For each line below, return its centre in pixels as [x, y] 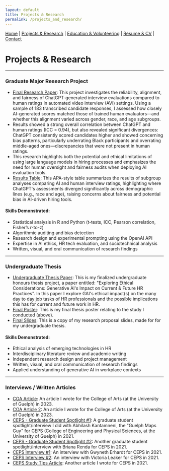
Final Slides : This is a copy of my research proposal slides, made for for [87, 320]
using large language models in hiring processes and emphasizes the [84, 162]
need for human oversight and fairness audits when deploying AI [79, 167]
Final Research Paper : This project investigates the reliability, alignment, [87, 92]
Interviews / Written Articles [40, 387]
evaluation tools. [29, 172]
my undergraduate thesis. [39, 326]
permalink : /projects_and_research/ [44, 19]
